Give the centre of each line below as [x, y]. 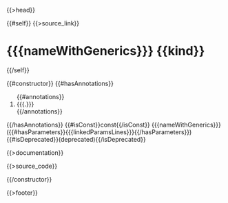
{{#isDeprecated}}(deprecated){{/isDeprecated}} [76, 139]
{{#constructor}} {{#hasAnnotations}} [60, 83]
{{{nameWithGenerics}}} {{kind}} [106, 51]
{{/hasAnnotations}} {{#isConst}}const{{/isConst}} [79, 125]
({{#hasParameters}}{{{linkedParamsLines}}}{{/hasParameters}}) [99, 132]
